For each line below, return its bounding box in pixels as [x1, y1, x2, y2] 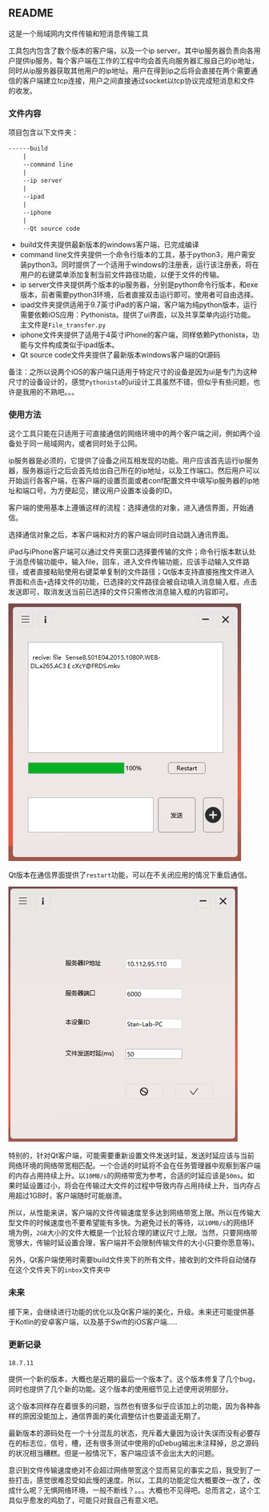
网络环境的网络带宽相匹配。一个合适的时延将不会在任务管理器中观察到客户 [8, 1161, 254, 1170]
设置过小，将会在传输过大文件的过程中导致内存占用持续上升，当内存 [29, 1181, 254, 1191]
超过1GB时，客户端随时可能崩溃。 [14, 1191, 126, 1201]
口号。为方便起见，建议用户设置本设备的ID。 [29, 486, 177, 495]
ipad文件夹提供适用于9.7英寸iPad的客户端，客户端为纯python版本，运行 [19, 300, 258, 309]
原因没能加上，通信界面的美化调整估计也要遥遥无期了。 [22, 1411, 205, 1421]
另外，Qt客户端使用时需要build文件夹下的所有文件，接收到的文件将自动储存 [8, 1255, 257, 1265]
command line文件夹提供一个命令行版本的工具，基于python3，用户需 [19, 250, 249, 260]
